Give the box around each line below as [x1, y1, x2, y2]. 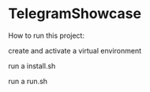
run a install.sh [8, 61, 56, 71]
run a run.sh [8, 76, 48, 86]
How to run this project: [8, 31, 85, 40]
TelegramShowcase [8, 5, 142, 23]
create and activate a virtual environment [8, 46, 142, 55]
